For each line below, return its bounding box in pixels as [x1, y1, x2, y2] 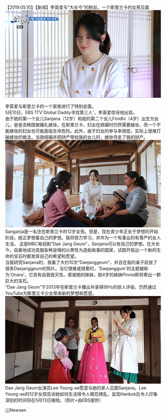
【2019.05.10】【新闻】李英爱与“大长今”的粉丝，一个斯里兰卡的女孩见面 [5, 4, 150, 10]
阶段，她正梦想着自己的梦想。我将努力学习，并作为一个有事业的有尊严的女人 [5, 235, 161, 241]
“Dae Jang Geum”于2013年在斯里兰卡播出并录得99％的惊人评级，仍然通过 [5, 284, 157, 290]
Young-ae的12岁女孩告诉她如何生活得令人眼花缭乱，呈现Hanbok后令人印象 [5, 391, 158, 397]
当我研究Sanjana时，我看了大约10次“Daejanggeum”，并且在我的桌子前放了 [5, 260, 158, 266]
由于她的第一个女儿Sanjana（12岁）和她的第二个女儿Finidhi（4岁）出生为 [5, 115, 155, 121]
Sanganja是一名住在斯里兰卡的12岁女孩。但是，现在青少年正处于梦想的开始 [5, 228, 159, 234]
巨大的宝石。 [5, 278, 31, 284]
